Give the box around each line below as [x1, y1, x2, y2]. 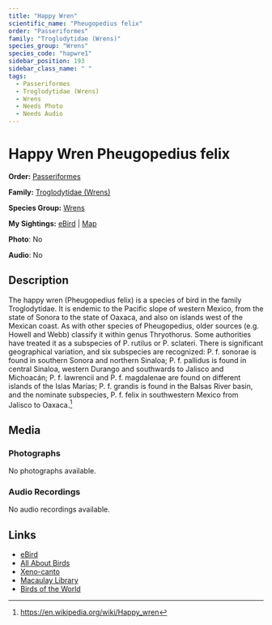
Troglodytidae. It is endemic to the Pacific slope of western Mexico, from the [8, 303, 264, 313]
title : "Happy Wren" [8, 11, 79, 20]
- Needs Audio [15, 110, 63, 118]
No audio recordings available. [8, 504, 111, 515]
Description [8, 273, 69, 288]
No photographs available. [8, 466, 96, 476]
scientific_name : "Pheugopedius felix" [8, 19, 143, 28]
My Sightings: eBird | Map [8, 218, 97, 228]
